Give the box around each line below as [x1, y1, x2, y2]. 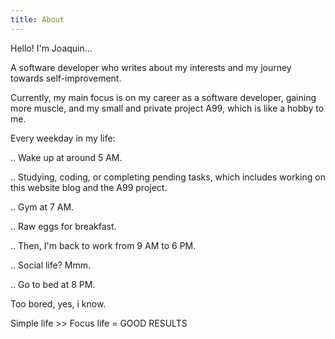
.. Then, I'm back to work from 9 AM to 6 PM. [10, 239, 197, 251]
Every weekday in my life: [10, 132, 116, 144]
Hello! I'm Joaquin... [10, 42, 93, 54]
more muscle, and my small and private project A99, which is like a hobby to [10, 102, 325, 114]
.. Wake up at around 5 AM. [10, 151, 123, 163]
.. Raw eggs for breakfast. [10, 220, 117, 232]
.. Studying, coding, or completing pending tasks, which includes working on [10, 171, 326, 183]
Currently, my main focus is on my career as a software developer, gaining [10, 91, 317, 103]
